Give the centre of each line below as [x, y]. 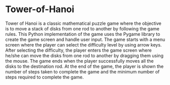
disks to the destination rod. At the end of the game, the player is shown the [84, 66]
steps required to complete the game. [45, 77]
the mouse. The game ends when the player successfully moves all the [79, 61]
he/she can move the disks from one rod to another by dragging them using [84, 55]
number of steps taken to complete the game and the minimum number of [82, 71]
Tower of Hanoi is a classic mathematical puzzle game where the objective [83, 23]
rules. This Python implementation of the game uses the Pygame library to [83, 34]
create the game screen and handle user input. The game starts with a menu [85, 39]
